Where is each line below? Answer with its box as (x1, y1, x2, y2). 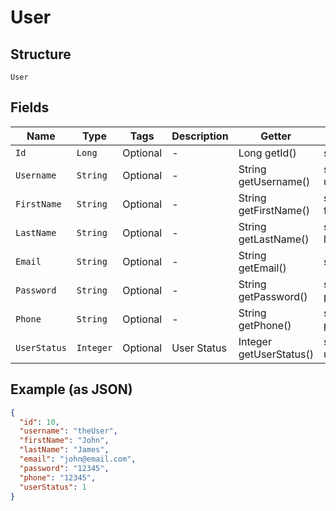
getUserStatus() (238, 347, 314, 361)
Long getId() (238, 146, 297, 160)
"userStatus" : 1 (19, 482, 87, 492)
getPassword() (238, 289, 308, 303)
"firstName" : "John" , (19, 436, 110, 446)
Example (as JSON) (10, 381, 133, 398)
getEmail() (238, 261, 287, 275)
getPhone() (238, 318, 292, 332)
